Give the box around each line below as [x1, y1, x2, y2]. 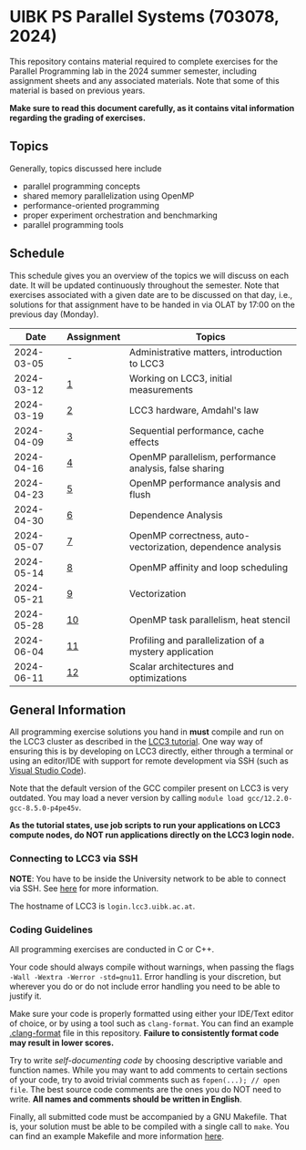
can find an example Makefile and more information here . [9, 1130, 225, 1141]
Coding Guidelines [9, 923, 94, 936]
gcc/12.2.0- [247, 795, 293, 804]
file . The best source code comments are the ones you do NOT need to [9, 1083, 282, 1094]
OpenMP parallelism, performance [128, 450, 276, 463]
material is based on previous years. [9, 85, 146, 96]
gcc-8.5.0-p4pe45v [9, 804, 79, 813]
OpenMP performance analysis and [128, 477, 280, 489]
